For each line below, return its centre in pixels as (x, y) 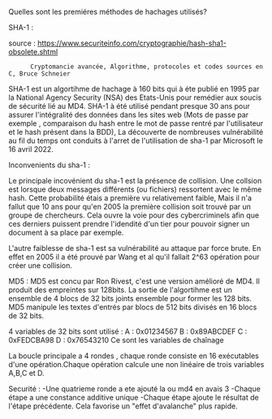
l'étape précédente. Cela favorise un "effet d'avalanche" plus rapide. (123, 406)
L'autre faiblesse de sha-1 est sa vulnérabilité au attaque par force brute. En (135, 248)
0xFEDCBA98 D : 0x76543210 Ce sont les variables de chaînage (117, 340)
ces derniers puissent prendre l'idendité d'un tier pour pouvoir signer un (129, 224)
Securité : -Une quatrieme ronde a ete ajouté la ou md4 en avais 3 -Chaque (135, 389)
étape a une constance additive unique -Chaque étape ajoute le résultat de (134, 397)
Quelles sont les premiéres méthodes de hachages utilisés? (108, 12)
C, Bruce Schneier (39, 74)
